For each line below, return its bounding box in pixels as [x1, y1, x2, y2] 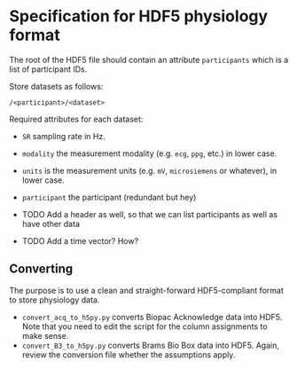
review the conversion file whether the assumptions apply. [21, 349, 236, 360]
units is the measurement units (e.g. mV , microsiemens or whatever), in [21, 165, 277, 176]
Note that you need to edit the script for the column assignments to [21, 321, 268, 332]
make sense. [21, 330, 69, 341]
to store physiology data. [9, 294, 100, 305]
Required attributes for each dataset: [9, 114, 144, 124]
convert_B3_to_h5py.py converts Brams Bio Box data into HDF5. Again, [21, 340, 279, 350]
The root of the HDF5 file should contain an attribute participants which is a [9, 54, 289, 65]
